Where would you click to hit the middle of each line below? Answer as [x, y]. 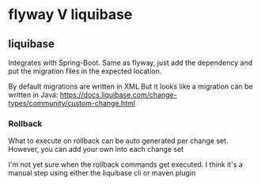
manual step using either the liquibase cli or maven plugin [102, 173]
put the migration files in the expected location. [85, 71]
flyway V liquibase [70, 15]
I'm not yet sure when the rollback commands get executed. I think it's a [126, 164]
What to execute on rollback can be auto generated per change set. [118, 141]
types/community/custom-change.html [72, 103]
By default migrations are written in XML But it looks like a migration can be [130, 86]
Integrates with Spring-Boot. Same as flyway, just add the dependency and [130, 62]
